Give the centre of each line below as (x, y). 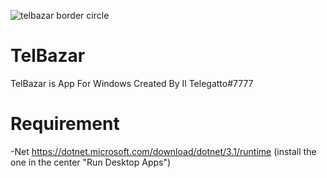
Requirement (65, 124)
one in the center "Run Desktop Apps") (91, 162)
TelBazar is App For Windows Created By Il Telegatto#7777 (132, 83)
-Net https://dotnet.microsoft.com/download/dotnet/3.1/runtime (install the (163, 151)
